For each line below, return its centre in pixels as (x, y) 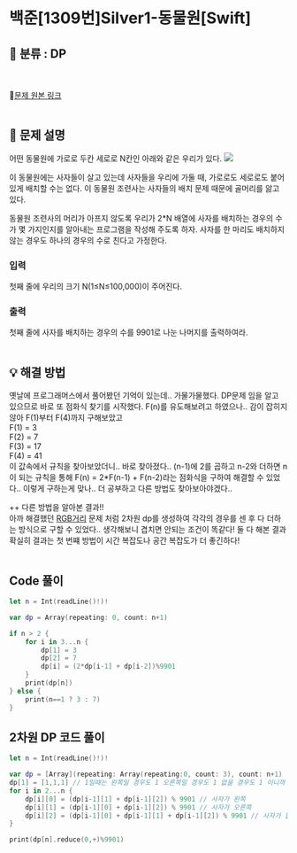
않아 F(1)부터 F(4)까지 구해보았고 (66, 418)
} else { (25, 691)
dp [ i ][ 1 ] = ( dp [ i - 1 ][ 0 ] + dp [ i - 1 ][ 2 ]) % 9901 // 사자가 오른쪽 (138, 807)
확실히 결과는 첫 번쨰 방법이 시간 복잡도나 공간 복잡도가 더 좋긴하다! (125, 540)
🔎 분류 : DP (38, 54)
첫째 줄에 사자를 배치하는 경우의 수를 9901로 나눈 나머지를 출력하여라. (129, 332)
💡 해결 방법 (38, 372)
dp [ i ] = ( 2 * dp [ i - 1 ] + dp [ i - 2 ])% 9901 (108, 667)
